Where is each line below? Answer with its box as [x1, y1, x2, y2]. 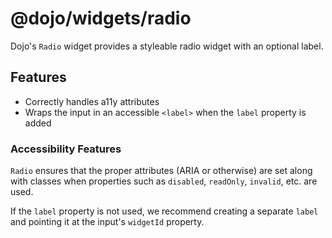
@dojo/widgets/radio [10, 7, 192, 30]
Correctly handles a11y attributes [24, 95, 160, 107]
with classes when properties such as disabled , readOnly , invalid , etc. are [10, 175, 318, 187]
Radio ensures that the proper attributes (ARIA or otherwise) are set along [10, 165, 313, 177]
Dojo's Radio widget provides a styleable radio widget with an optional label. [10, 40, 324, 52]
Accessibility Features [10, 142, 122, 156]
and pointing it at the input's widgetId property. [10, 216, 205, 228]
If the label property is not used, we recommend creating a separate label [10, 205, 319, 217]
